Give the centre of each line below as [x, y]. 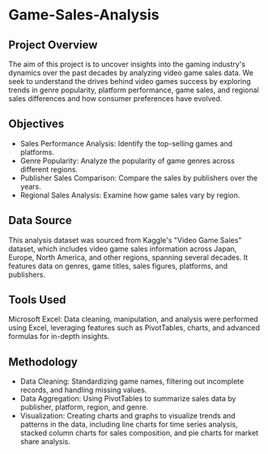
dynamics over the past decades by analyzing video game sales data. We [131, 73]
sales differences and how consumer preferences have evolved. [115, 98]
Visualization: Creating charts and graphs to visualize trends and [128, 416]
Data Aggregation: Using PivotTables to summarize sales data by [128, 399]
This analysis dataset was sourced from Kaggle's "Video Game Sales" [125, 240]
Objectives [36, 124]
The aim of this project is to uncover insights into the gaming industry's [127, 64]
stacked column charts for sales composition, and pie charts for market [139, 433]
